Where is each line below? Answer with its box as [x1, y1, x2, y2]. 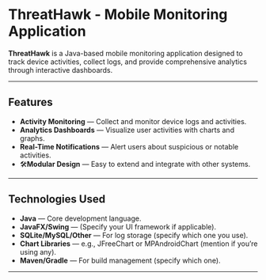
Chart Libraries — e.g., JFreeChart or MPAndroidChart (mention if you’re [19, 239, 258, 248]
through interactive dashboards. [8, 65, 113, 74]
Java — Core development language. [19, 214, 142, 223]
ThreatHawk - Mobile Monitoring [8, 6, 228, 24]
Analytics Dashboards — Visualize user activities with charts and [19, 125, 235, 134]
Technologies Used [8, 192, 105, 206]
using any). [19, 247, 57, 256]
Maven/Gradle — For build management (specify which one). [19, 255, 221, 265]
